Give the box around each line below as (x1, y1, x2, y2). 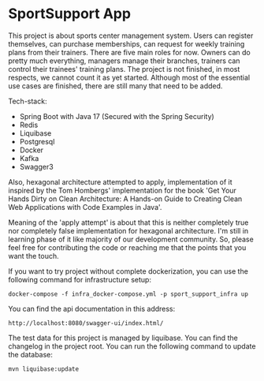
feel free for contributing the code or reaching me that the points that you (8, 242, 247, 252)
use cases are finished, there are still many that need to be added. (8, 80, 223, 91)
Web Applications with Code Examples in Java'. (8, 202, 162, 211)
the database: (8, 349, 54, 359)
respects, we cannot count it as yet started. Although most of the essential (8, 73, 251, 82)
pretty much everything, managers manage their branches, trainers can (8, 56, 240, 65)
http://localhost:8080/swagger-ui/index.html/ (8, 319, 164, 327)
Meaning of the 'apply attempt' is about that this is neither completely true (8, 218, 249, 227)
